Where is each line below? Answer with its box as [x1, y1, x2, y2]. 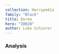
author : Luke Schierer [5, 26, 52, 31]
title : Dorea [5, 16, 32, 21]
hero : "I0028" [5, 21, 35, 26]
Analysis [5, 42, 27, 49]
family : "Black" [5, 12, 39, 17]
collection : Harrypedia [5, 7, 55, 12]
